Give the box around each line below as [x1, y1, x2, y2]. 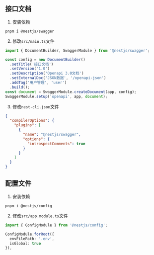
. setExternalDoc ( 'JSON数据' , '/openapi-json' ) [9, 76, 106, 81]
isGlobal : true [9, 241, 41, 246]
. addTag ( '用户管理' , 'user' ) [9, 80, 67, 85]
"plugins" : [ [14, 123, 41, 128]
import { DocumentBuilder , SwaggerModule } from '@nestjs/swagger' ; [5, 48, 150, 53]
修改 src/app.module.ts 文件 [12, 213, 68, 219]
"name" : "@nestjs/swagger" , [23, 132, 81, 137]
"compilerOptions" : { [9, 118, 55, 123]
